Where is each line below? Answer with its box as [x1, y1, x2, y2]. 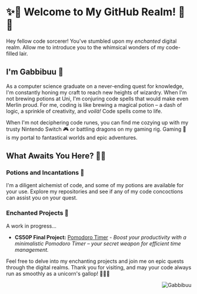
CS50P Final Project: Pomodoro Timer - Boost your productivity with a [14, 234, 187, 241]
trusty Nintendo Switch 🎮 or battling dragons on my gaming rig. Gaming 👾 [6, 126, 186, 133]
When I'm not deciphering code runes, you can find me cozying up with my [6, 119, 189, 126]
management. [14, 246, 49, 253]
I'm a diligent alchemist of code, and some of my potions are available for [6, 182, 184, 189]
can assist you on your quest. [6, 194, 78, 201]
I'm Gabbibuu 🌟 [6, 67, 64, 77]
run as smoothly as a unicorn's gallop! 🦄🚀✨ [6, 270, 110, 277]
